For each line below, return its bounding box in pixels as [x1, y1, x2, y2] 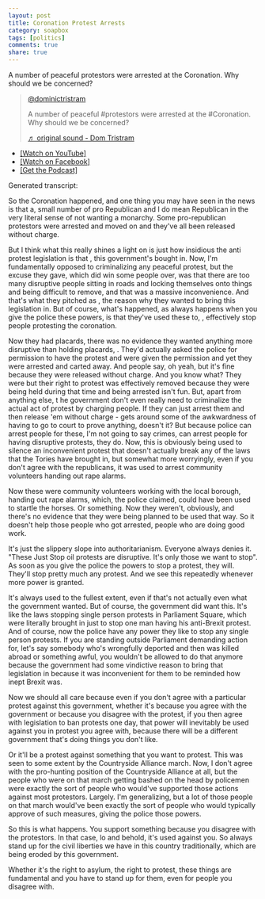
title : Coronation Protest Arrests [8, 19, 126, 27]
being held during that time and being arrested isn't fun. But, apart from [8, 387, 241, 396]
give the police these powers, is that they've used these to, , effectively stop [8, 312, 257, 322]
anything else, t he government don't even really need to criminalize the [8, 396, 243, 404]
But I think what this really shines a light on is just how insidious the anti [8, 245, 241, 254]
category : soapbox [8, 26, 69, 34]
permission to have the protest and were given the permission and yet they [8, 354, 252, 362]
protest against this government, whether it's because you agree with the [8, 701, 248, 710]
